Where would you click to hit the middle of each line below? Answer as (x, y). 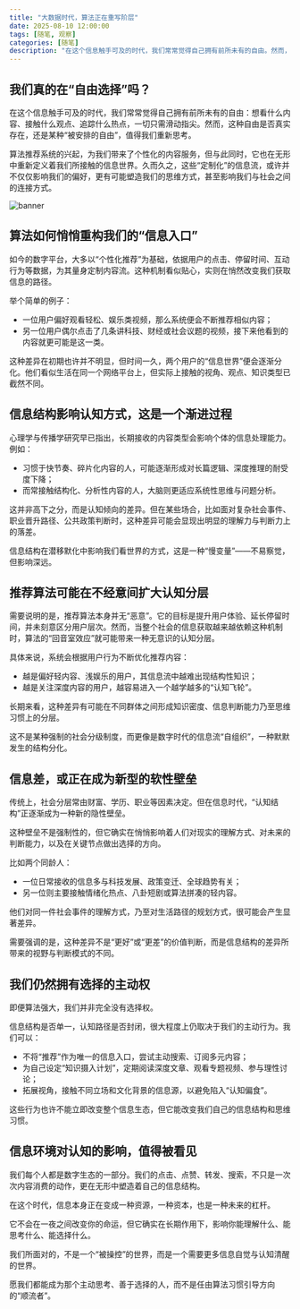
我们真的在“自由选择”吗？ (80, 89)
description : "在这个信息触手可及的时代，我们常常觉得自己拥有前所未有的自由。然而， (150, 51)
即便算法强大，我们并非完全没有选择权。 (83, 1007)
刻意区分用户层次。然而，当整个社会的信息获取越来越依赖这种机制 (161, 627)
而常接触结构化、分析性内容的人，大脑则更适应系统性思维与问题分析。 (151, 490)
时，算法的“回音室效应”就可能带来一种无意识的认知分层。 (115, 638)
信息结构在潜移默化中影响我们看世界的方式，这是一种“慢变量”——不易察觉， (150, 551)
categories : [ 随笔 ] (44, 43)
